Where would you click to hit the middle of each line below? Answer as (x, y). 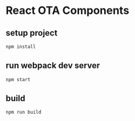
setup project (32, 33)
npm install (21, 47)
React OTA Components (67, 11)
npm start (18, 79)
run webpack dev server (53, 66)
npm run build (24, 113)
